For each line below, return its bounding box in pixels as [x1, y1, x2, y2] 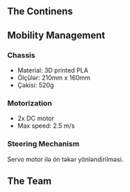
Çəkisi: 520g [17, 81, 55, 89]
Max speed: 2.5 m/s [17, 121, 75, 130]
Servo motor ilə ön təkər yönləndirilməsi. [7, 155, 124, 163]
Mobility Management [7, 29, 106, 41]
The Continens [7, 6, 73, 17]
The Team [7, 175, 52, 187]
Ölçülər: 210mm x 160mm [17, 73, 91, 82]
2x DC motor [17, 115, 55, 123]
